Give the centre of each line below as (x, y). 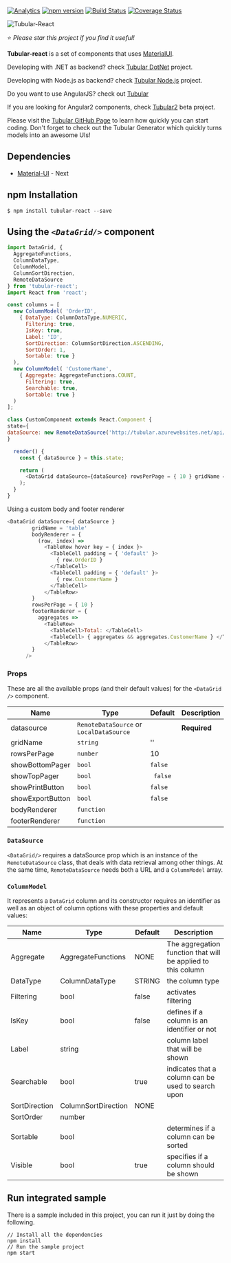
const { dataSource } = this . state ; (72, 458)
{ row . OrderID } (79, 560)
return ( (32, 470)
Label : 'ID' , (44, 337)
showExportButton (41, 799)
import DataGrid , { (35, 248)
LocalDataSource (103, 732)
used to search (191, 1086)
